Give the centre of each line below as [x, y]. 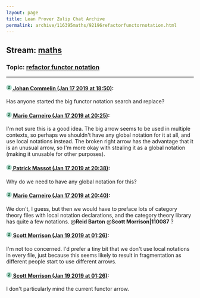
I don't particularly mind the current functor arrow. [68, 289]
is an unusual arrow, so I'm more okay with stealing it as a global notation [96, 148]
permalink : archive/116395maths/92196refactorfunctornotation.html [92, 25]
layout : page [22, 13]
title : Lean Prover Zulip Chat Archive [56, 19]
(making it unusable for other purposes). [56, 154]
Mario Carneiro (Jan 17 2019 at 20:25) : [61, 115]
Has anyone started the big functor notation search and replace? [85, 102]
